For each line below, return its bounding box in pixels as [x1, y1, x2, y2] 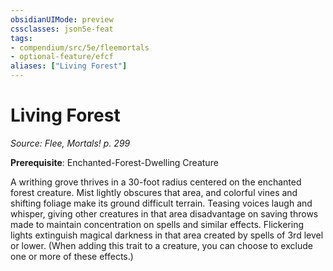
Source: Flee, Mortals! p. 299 [10, 137, 131, 149]
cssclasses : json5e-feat [10, 24, 114, 34]
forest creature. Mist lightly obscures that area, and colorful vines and [10, 186, 298, 198]
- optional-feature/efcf [10, 52, 114, 62]
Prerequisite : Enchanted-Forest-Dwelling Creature [10, 156, 219, 168]
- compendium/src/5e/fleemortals [10, 42, 150, 53]
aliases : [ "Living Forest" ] [10, 61, 128, 71]
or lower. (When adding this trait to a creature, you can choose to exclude [10, 239, 313, 251]
